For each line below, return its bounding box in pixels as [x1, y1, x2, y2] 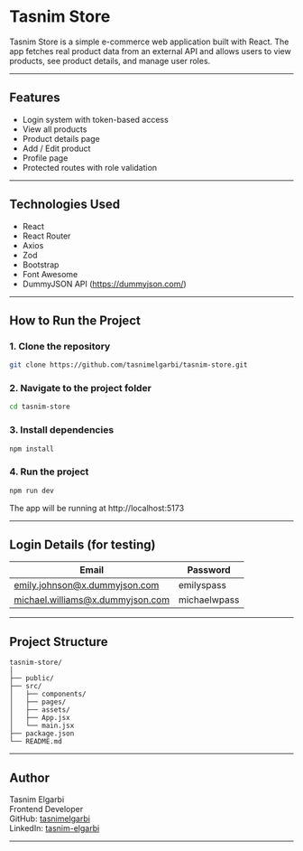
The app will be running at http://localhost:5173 [9, 502, 185, 513]
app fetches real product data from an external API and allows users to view [9, 45, 291, 56]
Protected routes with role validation [22, 162, 158, 173]
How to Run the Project [9, 313, 142, 328]
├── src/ [9, 682, 42, 691]
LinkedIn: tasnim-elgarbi [9, 823, 100, 834]
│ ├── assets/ [9, 706, 70, 715]
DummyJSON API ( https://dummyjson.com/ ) [22, 278, 187, 289]
